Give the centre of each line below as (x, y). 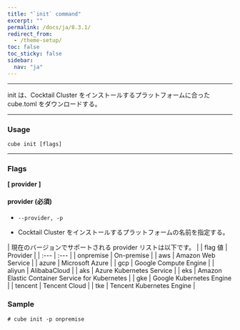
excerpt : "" (25, 21)
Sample (21, 304)
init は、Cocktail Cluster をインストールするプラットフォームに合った (109, 95)
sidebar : (20, 61)
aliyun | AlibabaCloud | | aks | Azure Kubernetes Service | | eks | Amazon (115, 271)
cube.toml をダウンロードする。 (54, 103)
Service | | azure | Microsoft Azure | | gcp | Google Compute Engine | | (111, 263)
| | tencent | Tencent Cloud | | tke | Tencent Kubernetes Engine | (101, 286)
